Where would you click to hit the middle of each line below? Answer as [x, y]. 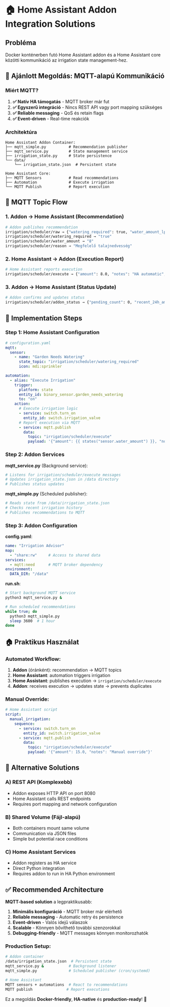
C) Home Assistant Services [40, 852]
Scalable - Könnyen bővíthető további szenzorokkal [66, 928]
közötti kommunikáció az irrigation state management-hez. [67, 60]
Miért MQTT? [22, 91]
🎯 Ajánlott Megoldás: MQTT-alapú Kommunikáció [85, 76]
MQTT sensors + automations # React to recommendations [67, 985]
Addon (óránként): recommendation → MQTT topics [67, 670]
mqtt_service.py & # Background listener [61, 966]
